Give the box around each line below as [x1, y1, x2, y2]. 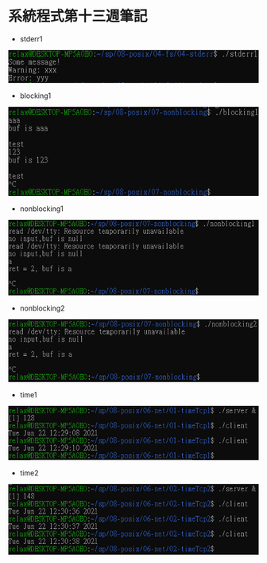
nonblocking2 [19, 303, 65, 313]
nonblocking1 [19, 204, 64, 213]
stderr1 [19, 33, 43, 44]
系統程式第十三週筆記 [8, 7, 149, 25]
